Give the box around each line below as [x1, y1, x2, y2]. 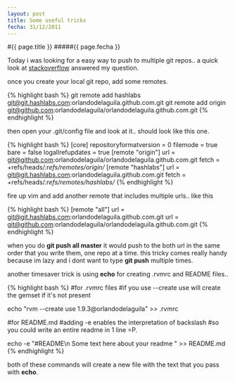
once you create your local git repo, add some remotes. [7, 77, 168, 86]
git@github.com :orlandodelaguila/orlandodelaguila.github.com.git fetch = [7, 155, 220, 164]
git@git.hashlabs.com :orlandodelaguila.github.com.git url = [7, 212, 179, 222]
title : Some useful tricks [7, 17, 87, 24]
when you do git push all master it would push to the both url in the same [7, 241, 220, 250]
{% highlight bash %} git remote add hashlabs [7, 91, 141, 99]
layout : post [7, 10, 46, 18]
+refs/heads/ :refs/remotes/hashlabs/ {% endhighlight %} [7, 178, 174, 186]
